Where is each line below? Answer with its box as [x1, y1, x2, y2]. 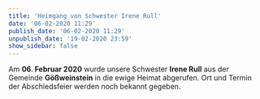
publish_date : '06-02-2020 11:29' [8, 27, 126, 35]
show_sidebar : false [8, 42, 79, 50]
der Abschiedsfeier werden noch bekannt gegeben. [8, 82, 181, 92]
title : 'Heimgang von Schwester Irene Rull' [8, 11, 162, 20]
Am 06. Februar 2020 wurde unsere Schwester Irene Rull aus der [8, 64, 229, 74]
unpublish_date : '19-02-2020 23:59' [8, 34, 132, 43]
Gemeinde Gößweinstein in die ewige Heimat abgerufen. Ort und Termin [8, 73, 252, 83]
